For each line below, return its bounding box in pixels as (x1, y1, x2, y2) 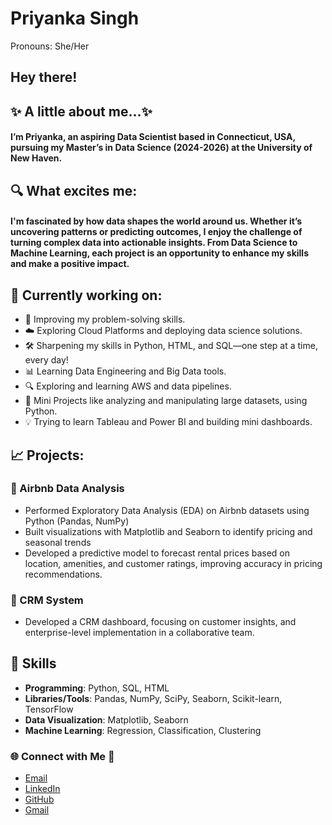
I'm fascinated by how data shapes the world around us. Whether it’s (10, 215, 303, 227)
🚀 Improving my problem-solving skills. (24, 313, 186, 326)
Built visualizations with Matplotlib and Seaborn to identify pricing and (24, 525, 313, 537)
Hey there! (10, 69, 78, 86)
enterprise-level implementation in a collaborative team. (24, 627, 255, 639)
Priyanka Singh (10, 7, 140, 30)
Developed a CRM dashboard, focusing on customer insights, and (24, 616, 297, 628)
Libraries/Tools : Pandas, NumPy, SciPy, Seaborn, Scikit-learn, (24, 692, 283, 704)
